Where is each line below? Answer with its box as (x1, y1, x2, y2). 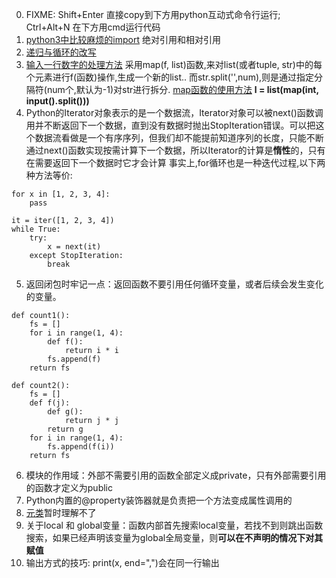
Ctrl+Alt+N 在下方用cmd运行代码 (25, 21, 161, 33)
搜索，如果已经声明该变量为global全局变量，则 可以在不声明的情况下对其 (25, 532, 324, 543)
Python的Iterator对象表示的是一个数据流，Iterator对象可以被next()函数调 (25, 107, 324, 118)
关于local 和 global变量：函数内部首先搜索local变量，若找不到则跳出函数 (25, 519, 324, 531)
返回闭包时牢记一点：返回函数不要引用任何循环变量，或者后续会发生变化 (25, 278, 324, 290)
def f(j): (29, 398, 71, 408)
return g (47, 424, 84, 434)
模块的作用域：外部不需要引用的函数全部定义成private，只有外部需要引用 (25, 469, 327, 481)
